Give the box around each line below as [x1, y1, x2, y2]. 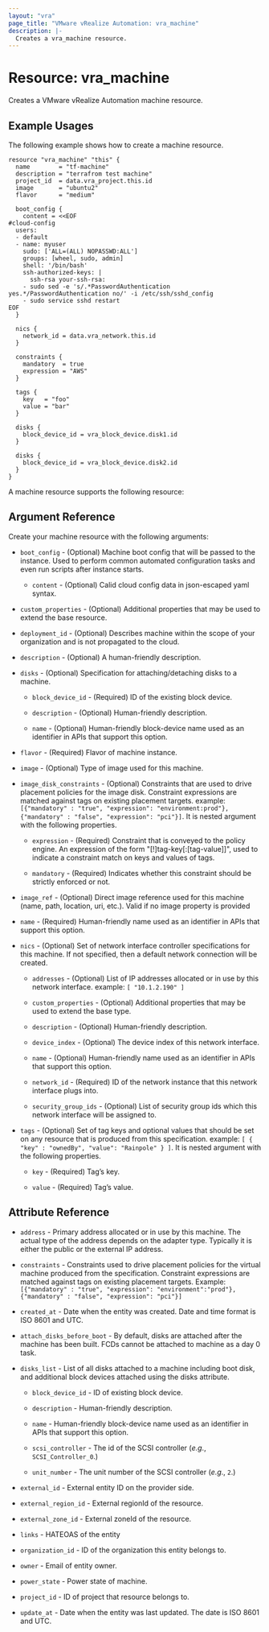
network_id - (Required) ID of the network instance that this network [31, 1076, 258, 1087]
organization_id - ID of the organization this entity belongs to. [19, 1545, 226, 1555]
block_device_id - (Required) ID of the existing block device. [31, 692, 233, 701]
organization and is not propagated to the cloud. [19, 637, 180, 647]
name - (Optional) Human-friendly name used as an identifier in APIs [31, 1052, 255, 1063]
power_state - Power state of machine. [19, 1576, 148, 1586]
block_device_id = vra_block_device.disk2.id [22, 459, 178, 467]
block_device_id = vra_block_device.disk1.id [22, 431, 178, 439]
